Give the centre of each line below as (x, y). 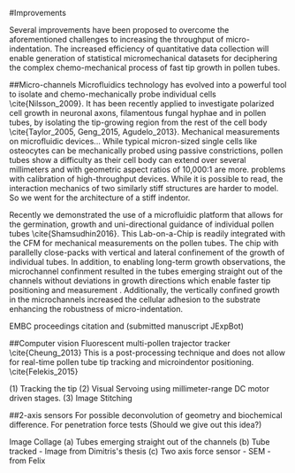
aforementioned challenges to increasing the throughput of (117, 39)
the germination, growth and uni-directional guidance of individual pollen (142, 224)
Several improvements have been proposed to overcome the (119, 30)
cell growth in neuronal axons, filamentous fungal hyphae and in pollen (138, 113)
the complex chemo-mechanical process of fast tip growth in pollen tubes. (145, 67)
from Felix (27, 461)
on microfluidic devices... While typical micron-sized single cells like (133, 141)
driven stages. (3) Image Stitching (71, 398)
